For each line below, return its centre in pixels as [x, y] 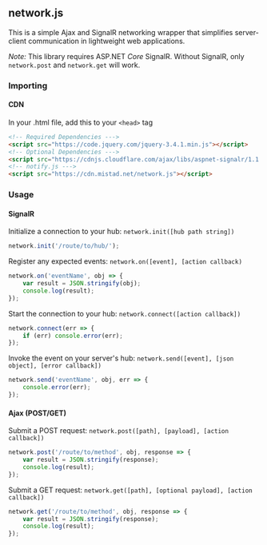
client [17, 41]
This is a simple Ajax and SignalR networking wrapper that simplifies [121, 32]
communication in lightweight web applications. [106, 41]
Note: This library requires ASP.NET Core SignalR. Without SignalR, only [127, 56]
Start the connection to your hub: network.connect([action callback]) [125, 313]
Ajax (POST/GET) [37, 413]
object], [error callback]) [55, 366]
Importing [28, 86]
